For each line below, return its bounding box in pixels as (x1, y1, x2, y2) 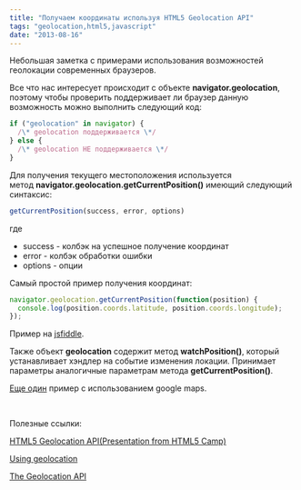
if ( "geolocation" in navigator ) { (9, 119, 145, 128)
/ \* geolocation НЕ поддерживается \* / (17, 145, 169, 154)
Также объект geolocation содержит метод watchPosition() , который (9, 346, 280, 357)
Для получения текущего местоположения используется (9, 169, 232, 180)
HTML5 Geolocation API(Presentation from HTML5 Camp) (9, 435, 227, 446)
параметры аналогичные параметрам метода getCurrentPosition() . (9, 365, 274, 376)
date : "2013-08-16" (9, 30, 84, 39)
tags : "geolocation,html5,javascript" (9, 22, 156, 31)
